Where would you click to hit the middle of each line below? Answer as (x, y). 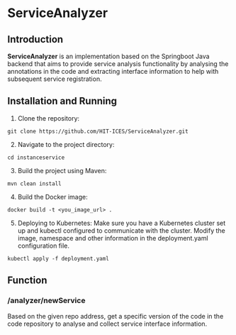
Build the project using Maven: (62, 170)
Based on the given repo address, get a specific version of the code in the (116, 316)
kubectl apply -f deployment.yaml (58, 258)
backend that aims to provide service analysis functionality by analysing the (118, 64)
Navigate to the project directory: (66, 144)
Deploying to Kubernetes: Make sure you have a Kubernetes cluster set (122, 223)
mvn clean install (34, 183)
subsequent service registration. (55, 79)
